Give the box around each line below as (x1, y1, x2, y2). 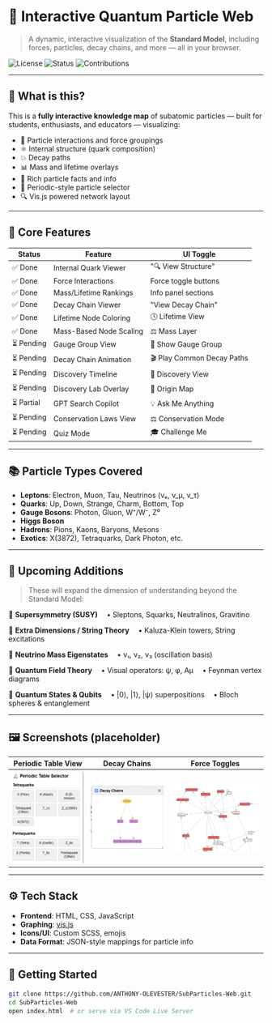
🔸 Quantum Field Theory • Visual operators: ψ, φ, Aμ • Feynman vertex (8, 666, 262, 676)
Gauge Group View (53, 339, 117, 349)
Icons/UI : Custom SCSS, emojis (19, 927, 126, 938)
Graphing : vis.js (19, 919, 74, 929)
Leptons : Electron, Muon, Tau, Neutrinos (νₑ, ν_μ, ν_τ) (19, 490, 200, 500)
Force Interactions (53, 276, 114, 286)
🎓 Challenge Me (150, 427, 207, 437)
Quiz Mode (53, 428, 91, 438)
